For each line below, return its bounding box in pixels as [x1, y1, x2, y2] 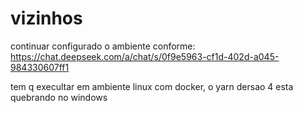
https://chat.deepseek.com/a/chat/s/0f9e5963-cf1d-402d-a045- [10, 50, 280, 62]
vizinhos [10, 7, 83, 30]
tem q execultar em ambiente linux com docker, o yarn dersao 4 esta [10, 80, 294, 92]
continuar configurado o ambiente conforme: [10, 40, 196, 52]
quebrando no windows [10, 91, 108, 103]
